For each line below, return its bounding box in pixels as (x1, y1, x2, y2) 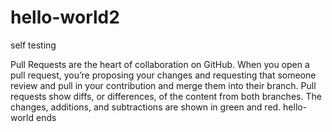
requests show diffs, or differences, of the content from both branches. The (10, 90, 322, 102)
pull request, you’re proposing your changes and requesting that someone (10, 69, 317, 81)
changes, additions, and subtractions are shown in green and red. (10, 101, 282, 113)
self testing (10, 39, 57, 51)
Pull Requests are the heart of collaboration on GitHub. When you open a (10, 58, 310, 70)
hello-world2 (10, 6, 120, 29)
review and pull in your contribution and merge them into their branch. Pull (10, 79, 317, 91)
